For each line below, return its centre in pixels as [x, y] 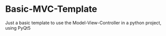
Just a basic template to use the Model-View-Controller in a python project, [84, 23]
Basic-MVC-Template [51, 9]
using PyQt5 [18, 28]
